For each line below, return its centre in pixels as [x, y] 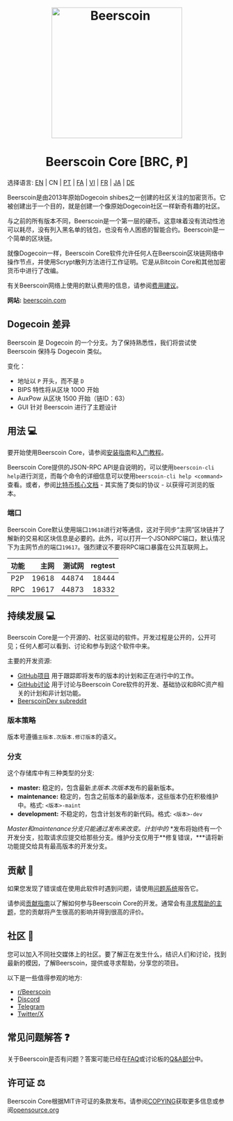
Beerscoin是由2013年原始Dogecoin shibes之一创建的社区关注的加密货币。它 [116, 197]
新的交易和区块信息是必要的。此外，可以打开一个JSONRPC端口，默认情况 [119, 538]
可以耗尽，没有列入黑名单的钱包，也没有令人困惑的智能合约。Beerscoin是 [113, 230]
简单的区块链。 [34, 238]
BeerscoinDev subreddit [52, 700]
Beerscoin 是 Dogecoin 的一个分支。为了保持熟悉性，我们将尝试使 [102, 343]
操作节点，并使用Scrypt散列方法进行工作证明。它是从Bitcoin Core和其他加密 [116, 262]
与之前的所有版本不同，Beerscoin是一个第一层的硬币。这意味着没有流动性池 [116, 220]
